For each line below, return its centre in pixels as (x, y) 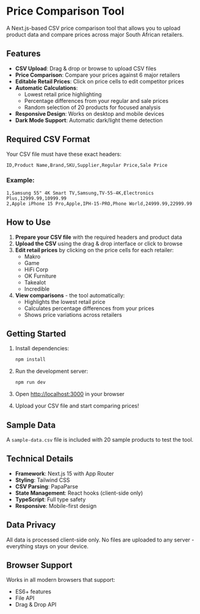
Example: (20, 180)
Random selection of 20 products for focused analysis (92, 107)
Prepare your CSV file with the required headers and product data (98, 237)
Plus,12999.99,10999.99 (37, 198)
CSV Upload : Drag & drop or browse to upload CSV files (86, 68)
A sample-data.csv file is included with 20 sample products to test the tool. (100, 440)
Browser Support (40, 566)
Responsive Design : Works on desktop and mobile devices (90, 113)
